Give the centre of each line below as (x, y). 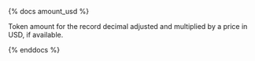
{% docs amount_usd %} (48, 11)
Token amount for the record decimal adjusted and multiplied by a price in (128, 26)
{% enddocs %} (34, 50)
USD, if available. (36, 35)
